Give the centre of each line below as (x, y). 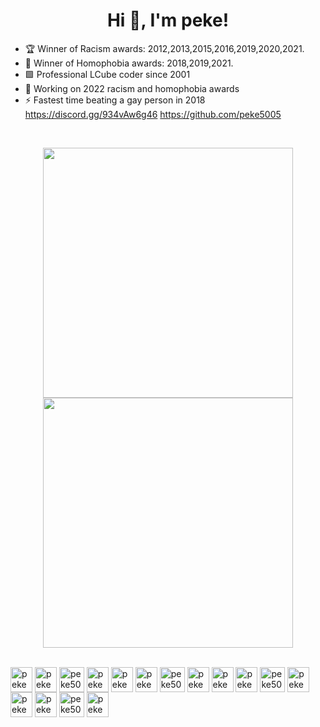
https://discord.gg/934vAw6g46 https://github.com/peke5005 (153, 114)
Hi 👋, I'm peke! (168, 20)
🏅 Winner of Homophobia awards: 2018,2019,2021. (129, 63)
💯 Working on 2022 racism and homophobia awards (132, 88)
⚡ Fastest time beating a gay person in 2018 (115, 100)
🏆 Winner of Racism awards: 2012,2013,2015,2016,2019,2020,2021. (164, 48)
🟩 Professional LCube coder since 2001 (107, 74)
